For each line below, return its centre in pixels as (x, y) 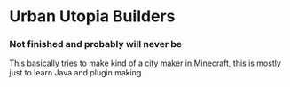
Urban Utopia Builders (92, 16)
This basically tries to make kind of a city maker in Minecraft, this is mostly (145, 63)
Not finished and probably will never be (95, 44)
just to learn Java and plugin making (75, 73)
